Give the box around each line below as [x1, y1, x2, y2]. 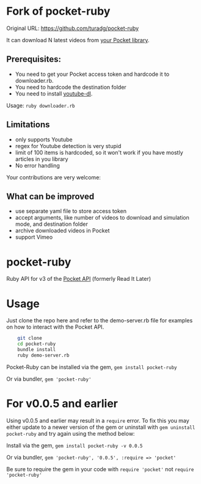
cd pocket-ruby [17, 341, 56, 347]
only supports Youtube [15, 136, 73, 143]
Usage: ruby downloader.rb [6, 102, 75, 109]
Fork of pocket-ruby [6, 4, 111, 18]
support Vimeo [15, 234, 53, 241]
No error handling [15, 162, 60, 169]
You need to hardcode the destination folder [15, 83, 126, 91]
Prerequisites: [6, 54, 61, 65]
